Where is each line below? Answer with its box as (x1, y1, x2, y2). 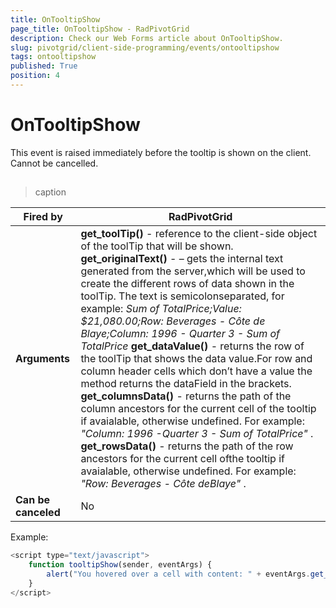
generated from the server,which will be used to (80, 264, 306, 278)
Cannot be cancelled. (10, 157, 99, 169)
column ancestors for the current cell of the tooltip (80, 402, 317, 416)
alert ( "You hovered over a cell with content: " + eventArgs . (46, 569, 311, 579)
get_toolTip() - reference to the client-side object (80, 227, 318, 241)
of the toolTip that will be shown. (80, 239, 234, 253)
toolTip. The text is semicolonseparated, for (80, 289, 285, 303)
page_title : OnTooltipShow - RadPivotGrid (10, 24, 190, 34)
